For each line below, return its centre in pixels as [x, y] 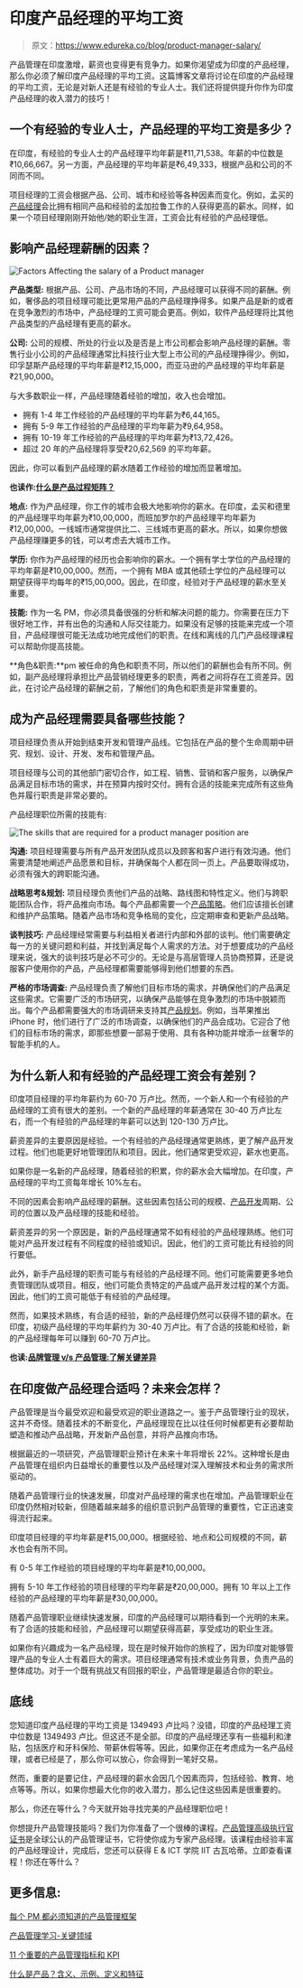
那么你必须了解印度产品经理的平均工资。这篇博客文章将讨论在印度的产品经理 [151, 75]
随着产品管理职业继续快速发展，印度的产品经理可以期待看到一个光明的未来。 [151, 1617]
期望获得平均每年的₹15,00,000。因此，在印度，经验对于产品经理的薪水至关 [148, 581]
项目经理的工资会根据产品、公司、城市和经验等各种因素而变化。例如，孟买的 [151, 194]
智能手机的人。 [37, 1045]
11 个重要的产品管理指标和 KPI [64, 1955]
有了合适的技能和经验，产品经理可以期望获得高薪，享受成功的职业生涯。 [143, 1629]
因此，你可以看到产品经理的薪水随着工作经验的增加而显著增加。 [128, 468]
